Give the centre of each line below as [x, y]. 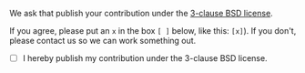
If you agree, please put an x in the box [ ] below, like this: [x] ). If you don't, [153, 31]
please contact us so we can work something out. [103, 41]
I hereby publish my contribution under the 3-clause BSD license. [145, 58]
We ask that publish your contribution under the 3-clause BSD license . [141, 13]
